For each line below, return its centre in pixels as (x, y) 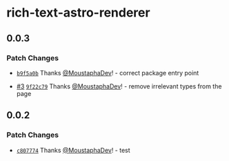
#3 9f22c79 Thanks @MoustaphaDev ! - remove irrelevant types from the (119, 86)
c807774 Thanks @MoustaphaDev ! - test (73, 150)
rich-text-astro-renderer (78, 13)
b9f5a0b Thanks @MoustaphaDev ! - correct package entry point (108, 73)
